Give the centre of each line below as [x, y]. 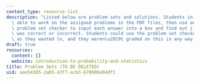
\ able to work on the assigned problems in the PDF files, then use [99, 22]
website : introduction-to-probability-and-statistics [79, 61]
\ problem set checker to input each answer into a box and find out [99, 28]
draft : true [21, 45]
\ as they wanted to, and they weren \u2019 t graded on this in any [97, 39]
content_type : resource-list [42, 12]
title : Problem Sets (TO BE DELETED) [53, 67]
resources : [20, 50]
